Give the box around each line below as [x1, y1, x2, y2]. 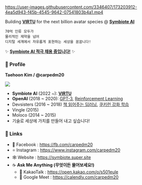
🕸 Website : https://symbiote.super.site [12, 154, 91, 160]
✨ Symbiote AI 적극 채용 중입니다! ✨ [5, 49, 76, 54]
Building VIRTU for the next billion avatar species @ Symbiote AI [5, 19, 135, 24]
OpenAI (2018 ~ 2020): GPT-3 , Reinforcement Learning [12, 96, 123, 102]
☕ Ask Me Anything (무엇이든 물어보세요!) [12, 162, 95, 167]
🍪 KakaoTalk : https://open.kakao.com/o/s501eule [19, 169, 119, 175]
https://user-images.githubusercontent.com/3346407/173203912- [5, 4, 137, 10]
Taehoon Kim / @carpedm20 [5, 72, 64, 78]
